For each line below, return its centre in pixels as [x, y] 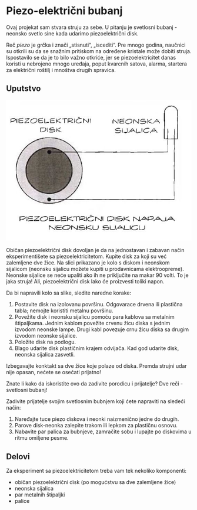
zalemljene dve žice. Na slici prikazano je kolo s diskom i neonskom [88, 263]
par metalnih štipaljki [40, 495]
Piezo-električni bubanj [64, 11]
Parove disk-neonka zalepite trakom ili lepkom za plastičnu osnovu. [96, 426]
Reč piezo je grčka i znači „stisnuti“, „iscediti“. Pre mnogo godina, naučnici [96, 45]
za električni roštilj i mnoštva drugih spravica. [61, 70]
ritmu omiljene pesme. [41, 438]
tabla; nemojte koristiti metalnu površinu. [64, 310]
